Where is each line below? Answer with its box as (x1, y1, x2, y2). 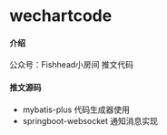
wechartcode (9, 5, 113, 26)
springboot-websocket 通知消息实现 (22, 115, 159, 126)
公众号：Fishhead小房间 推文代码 (9, 59, 134, 70)
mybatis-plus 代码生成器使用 (22, 104, 130, 115)
